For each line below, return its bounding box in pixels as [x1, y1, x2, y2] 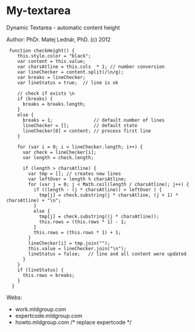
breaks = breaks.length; [22, 101, 86, 107]
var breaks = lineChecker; [17, 74, 86, 80]
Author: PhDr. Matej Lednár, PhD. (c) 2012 [6, 35, 111, 43]
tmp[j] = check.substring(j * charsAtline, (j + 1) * [38, 192, 179, 198]
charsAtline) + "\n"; [6, 197, 62, 204]
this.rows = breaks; [22, 272, 75, 278]
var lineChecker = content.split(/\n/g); [17, 68, 124, 75]
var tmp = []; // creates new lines [28, 171, 121, 177]
